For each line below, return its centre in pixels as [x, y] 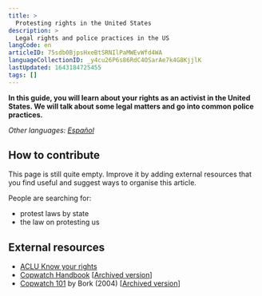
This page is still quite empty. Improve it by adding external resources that [130, 174]
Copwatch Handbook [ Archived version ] [86, 275]
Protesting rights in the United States [83, 23]
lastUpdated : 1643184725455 [55, 68]
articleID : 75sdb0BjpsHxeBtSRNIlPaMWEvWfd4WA [85, 53]
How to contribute [54, 155]
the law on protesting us [60, 222]
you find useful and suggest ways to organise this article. [103, 183]
